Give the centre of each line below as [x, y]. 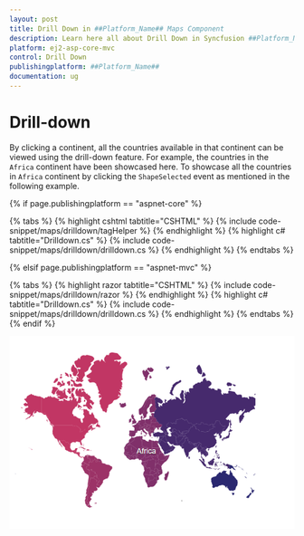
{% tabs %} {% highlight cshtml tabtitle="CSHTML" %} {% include [133, 221]
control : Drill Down [48, 57]
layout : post [34, 19]
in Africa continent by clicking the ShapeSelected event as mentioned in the [150, 176]
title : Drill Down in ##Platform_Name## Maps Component [117, 29]
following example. [44, 186]
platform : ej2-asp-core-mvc [62, 48]
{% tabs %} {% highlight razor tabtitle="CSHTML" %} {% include [130, 284]
